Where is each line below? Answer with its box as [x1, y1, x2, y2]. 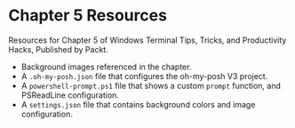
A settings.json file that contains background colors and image [20, 99, 256, 109]
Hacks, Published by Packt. [8, 44, 108, 54]
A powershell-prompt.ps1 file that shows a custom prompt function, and [20, 80, 282, 91]
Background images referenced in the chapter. [20, 61, 192, 72]
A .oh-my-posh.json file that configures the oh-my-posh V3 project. [20, 70, 268, 81]
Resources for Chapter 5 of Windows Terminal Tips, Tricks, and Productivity [8, 35, 287, 45]
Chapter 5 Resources [8, 5, 168, 26]
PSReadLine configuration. [20, 90, 119, 100]
